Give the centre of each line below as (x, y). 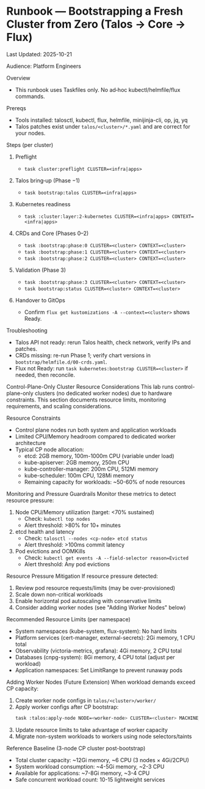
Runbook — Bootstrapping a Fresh (95, 11)
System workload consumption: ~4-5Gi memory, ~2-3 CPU (90, 766)
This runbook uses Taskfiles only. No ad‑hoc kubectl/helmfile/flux (98, 89)
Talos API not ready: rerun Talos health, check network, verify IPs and (103, 342)
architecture (31, 443)
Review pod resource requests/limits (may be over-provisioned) (95, 588)
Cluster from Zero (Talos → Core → (96, 24)
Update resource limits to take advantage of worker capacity (91, 730)
